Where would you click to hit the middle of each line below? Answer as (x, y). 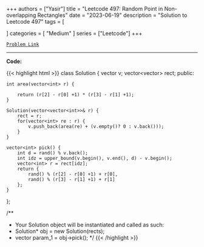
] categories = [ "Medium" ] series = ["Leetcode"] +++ (74, 33)
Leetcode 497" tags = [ (36, 21)
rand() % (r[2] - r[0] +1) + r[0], (73, 174)
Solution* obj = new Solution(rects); (60, 231)
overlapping (21, 15)
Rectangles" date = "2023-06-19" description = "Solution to (112, 15)
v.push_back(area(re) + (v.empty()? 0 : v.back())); (96, 127)
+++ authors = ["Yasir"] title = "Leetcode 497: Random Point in (85, 9)
